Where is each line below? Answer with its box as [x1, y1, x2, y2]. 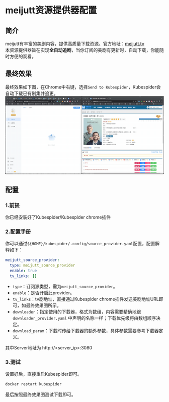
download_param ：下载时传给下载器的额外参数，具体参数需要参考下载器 [12, 327, 159, 334]
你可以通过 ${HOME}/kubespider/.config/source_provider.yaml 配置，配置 [5, 241, 155, 247]
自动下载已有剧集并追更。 [5, 90, 58, 96]
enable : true [10, 269, 37, 274]
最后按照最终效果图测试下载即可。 [5, 391, 76, 397]
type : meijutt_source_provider [10, 263, 75, 268]
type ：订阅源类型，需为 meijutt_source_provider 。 [12, 283, 118, 289]
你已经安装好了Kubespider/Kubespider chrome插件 [5, 214, 111, 220]
